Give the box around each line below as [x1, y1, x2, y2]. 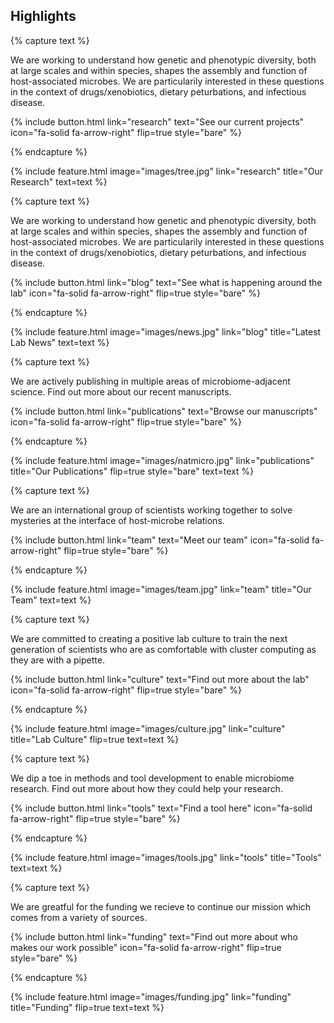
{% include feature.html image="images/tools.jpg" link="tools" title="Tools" [10, 851, 322, 863]
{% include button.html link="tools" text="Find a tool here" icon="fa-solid [10, 802, 313, 814]
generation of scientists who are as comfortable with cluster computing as [10, 643, 317, 655]
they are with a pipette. [10, 654, 105, 666]
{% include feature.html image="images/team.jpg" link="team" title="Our [10, 583, 312, 595]
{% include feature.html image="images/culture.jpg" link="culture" [10, 722, 286, 734]
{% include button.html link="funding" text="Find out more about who [10, 930, 298, 943]
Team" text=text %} [10, 594, 92, 606]
